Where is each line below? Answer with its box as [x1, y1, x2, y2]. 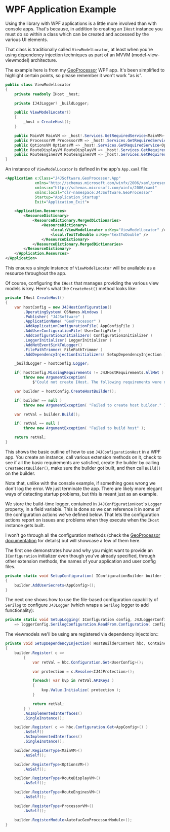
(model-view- [131, 52, 160, 58]
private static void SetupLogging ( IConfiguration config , [5, 617, 133, 622]
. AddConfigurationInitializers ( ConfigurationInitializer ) [23, 333, 153, 338]
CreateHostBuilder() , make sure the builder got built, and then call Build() [5, 465, 161, 471]
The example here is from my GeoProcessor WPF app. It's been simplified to [5, 67, 165, 73]
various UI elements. [5, 37, 48, 43]
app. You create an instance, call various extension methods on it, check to [5, 454, 162, 460]
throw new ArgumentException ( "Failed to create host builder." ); [23, 402, 168, 408]
